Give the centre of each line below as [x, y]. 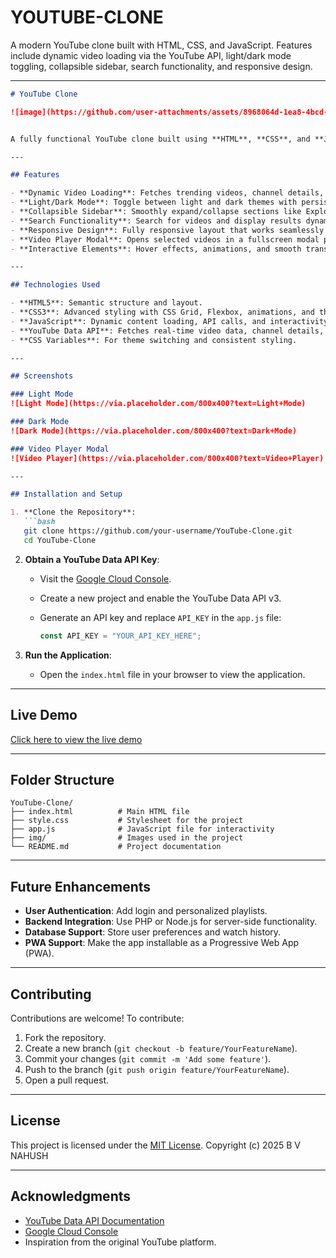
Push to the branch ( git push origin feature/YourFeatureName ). [157, 1069]
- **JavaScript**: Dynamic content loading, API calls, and [138, 321]
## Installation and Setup [66, 494]
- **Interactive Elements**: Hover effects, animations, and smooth [156, 249]
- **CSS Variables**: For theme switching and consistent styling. [154, 340]
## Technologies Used [55, 285]
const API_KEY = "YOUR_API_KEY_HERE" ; [120, 636]
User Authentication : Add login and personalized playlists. [146, 911]
